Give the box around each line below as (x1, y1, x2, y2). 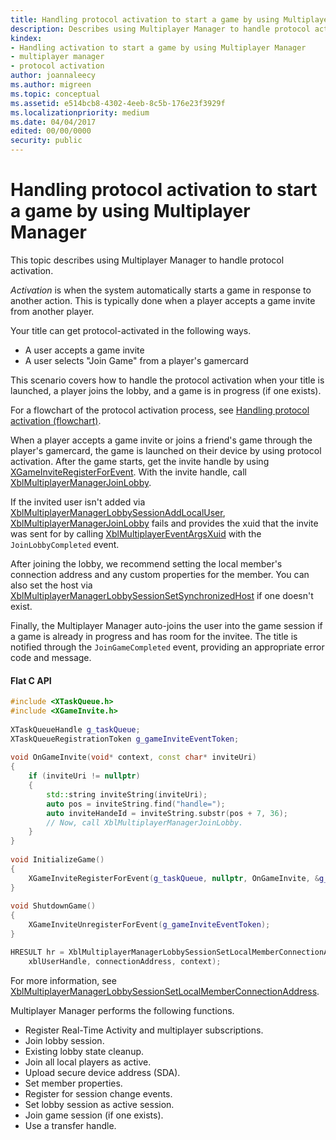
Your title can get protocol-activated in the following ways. (10, 324, 252, 336)
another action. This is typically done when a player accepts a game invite (10, 294, 316, 306)
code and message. (10, 651, 92, 663)
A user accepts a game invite (24, 344, 145, 356)
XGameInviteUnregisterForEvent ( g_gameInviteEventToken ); (28, 920, 271, 930)
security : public (10, 136, 83, 146)
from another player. (10, 305, 95, 317)
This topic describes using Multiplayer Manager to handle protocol (10, 254, 285, 266)
